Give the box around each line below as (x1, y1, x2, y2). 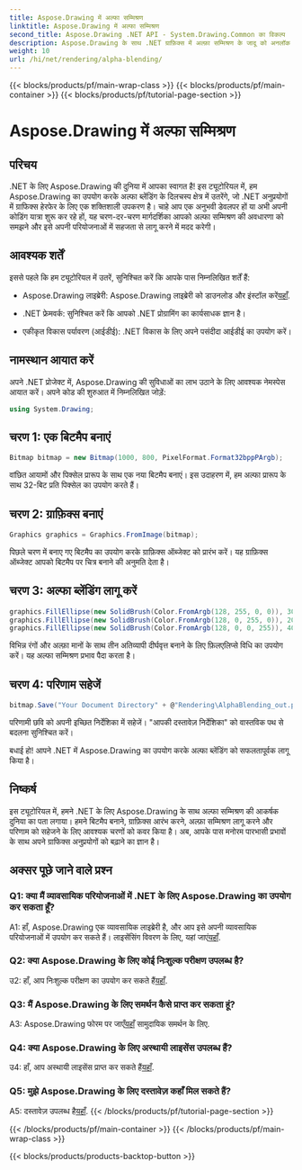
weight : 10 (9, 47, 50, 56)
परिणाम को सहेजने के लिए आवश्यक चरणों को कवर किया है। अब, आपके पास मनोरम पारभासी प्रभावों (9, 825, 286, 837)
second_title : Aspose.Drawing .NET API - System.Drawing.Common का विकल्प (9, 30, 286, 39)
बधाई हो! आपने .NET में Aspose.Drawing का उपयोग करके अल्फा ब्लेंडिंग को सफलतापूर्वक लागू (9, 745, 289, 756)
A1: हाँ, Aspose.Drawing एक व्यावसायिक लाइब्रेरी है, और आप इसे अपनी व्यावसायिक (9, 922, 258, 932)
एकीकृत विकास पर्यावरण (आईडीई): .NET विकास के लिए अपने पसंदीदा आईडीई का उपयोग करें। (22, 326, 292, 337)
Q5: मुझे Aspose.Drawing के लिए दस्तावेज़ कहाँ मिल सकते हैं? (9, 1085, 232, 1098)
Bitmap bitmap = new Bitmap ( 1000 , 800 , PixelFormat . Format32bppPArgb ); (9, 454, 283, 463)
